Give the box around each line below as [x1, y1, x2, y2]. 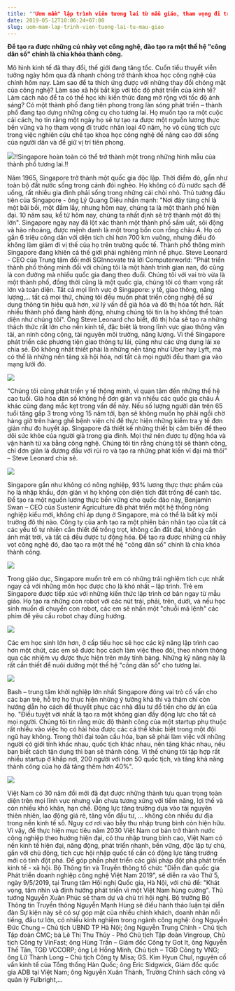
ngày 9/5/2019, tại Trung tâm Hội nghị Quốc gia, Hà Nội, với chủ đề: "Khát [7, 879, 220, 887]
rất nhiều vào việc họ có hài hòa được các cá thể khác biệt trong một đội [7, 725, 216, 733]
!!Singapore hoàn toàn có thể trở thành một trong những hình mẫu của [14, 152, 216, 161]
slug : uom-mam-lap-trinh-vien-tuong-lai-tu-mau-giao [7, 23, 164, 30]
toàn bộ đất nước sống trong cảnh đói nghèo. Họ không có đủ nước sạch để [7, 181, 226, 189]
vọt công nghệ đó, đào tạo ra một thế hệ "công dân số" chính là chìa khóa [7, 540, 220, 549]
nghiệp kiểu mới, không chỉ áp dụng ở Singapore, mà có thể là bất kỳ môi [7, 510, 218, 519]
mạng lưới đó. [7, 360, 47, 368]
